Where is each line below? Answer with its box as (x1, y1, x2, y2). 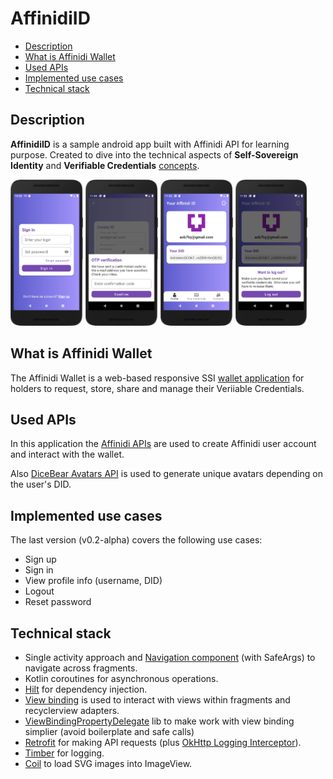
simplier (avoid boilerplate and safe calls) (24, 726, 195, 738)
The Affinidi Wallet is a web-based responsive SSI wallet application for (10, 372, 305, 384)
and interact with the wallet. (10, 448, 125, 461)
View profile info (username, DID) (24, 575, 163, 587)
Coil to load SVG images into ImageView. (24, 758, 193, 770)
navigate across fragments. (24, 662, 138, 674)
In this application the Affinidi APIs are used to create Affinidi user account (10, 438, 317, 450)
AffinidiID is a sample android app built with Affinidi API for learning (10, 138, 290, 150)
